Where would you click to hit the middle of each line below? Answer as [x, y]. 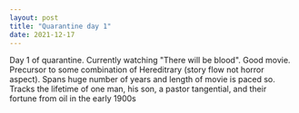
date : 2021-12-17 [42, 34]
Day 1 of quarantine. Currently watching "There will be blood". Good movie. [150, 61]
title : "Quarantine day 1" [60, 26]
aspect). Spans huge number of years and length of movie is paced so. [142, 80]
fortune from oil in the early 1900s [73, 99]
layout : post [34, 18]
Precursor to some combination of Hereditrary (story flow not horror [137, 70]
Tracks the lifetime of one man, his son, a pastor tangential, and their [138, 89]
